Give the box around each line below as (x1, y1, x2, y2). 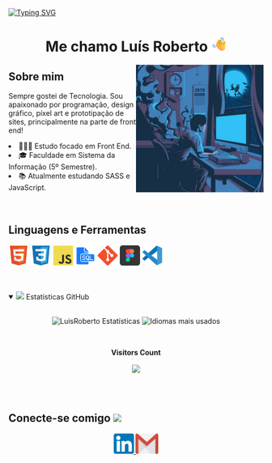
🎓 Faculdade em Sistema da (19, 151, 116, 159)
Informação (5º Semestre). (8, 162, 97, 172)
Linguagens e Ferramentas (8, 223, 147, 237)
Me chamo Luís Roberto (45, 37, 209, 56)
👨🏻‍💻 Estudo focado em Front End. (19, 142, 132, 151)
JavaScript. (8, 183, 47, 192)
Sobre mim (8, 70, 65, 83)
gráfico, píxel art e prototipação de (8, 108, 124, 117)
